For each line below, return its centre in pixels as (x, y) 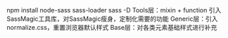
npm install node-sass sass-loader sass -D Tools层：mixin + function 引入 (114, 10)
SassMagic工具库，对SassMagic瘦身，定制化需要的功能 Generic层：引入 (112, 19)
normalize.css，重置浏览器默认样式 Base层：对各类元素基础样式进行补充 (112, 27)
